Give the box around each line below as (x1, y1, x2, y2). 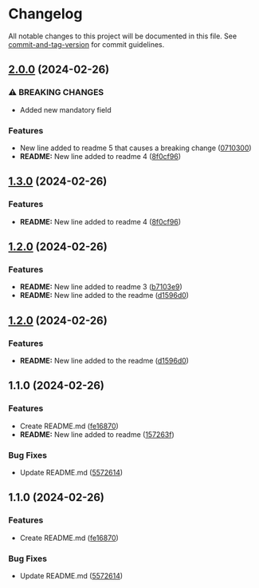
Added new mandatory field (19, 105, 112, 114)
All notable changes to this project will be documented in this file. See (8, 31, 237, 41)
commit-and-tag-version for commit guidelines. (8, 39, 165, 49)
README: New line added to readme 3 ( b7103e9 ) (19, 282, 183, 292)
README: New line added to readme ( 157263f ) (19, 429, 175, 439)
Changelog (8, 5, 83, 23)
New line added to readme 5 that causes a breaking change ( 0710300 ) (19, 143, 253, 153)
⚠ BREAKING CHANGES (8, 87, 104, 98)
